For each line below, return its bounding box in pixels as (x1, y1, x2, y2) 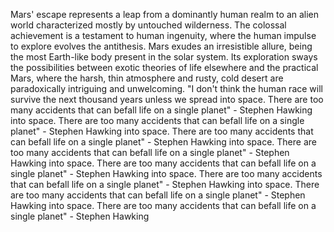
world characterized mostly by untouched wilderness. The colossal (10, 19, 287, 31)
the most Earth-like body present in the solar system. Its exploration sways (10, 51, 318, 63)
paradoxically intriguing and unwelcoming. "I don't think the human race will (10, 83, 323, 94)
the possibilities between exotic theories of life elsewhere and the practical (10, 62, 319, 73)
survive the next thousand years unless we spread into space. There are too (10, 94, 324, 105)
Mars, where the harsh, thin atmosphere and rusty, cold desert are (10, 72, 284, 84)
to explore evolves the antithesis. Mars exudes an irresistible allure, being (10, 40, 313, 52)
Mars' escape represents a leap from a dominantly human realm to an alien (10, 9, 320, 20)
